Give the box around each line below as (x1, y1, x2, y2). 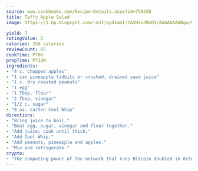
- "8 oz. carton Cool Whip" (6, 106, 75, 112)
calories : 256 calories (6, 41, 65, 47)
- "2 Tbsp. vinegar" (6, 96, 57, 102)
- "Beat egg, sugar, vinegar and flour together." (6, 123, 133, 129)
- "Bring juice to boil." (6, 118, 70, 123)
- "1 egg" (6, 85, 31, 91)
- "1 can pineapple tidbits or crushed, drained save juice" (6, 74, 160, 80)
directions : (6, 112, 35, 118)
